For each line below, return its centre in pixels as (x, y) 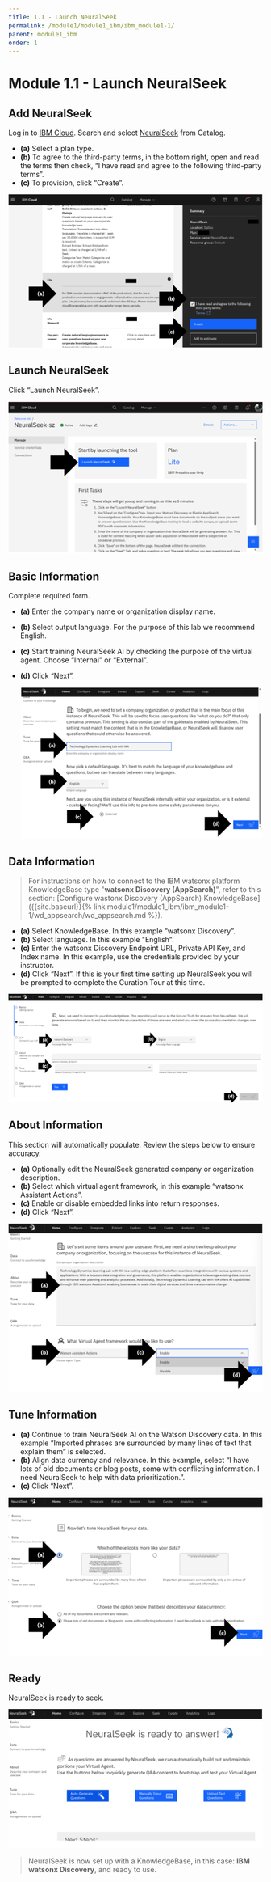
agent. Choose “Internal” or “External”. (84, 660)
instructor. (37, 966)
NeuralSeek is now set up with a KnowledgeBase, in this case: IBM (139, 1861)
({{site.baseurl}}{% (60, 907)
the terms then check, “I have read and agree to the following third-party (141, 166)
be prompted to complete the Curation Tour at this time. (113, 983)
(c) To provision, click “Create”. (72, 183)
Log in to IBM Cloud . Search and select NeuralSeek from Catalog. (117, 133)
